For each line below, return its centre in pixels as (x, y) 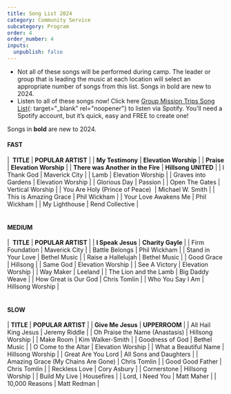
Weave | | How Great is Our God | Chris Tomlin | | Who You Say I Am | (106, 279)
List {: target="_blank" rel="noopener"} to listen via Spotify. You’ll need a (120, 108)
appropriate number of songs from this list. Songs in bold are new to (114, 86)
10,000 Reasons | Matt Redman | (53, 384)
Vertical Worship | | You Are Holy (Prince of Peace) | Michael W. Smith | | (111, 190)
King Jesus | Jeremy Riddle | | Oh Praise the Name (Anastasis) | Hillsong (110, 333)
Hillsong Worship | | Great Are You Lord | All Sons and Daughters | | (103, 354)
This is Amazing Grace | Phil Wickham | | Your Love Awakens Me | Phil (107, 197)
